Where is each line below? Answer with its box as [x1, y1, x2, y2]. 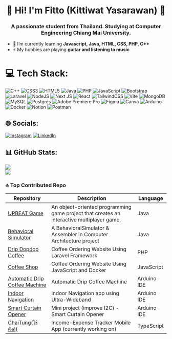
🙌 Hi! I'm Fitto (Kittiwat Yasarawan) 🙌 [6, 5, 166, 16]
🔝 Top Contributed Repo [5, 182, 67, 189]
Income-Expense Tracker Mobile [51, 319, 131, 326]
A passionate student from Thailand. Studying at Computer [11, 23, 161, 30]
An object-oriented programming [51, 204, 132, 211]
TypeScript [137, 322, 164, 329]
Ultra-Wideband [51, 296, 91, 303]
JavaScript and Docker [51, 267, 106, 274]
